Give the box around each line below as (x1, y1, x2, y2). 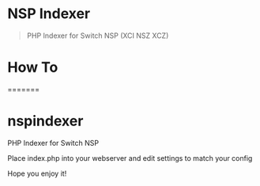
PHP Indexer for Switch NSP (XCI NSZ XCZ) (26, 31, 169, 40)
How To (7, 58, 58, 76)
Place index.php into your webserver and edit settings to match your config (7, 153, 253, 162)
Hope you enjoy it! (7, 169, 67, 178)
